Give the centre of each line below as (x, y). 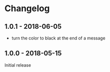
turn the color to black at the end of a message (58, 38)
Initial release (18, 65)
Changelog (27, 9)
